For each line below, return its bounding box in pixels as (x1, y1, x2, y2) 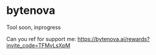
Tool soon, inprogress (6, 24, 61, 31)
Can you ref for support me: (6, 35, 76, 42)
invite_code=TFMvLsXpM (6, 42, 71, 49)
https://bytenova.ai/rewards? (77, 35, 151, 42)
